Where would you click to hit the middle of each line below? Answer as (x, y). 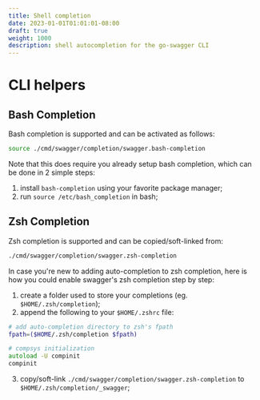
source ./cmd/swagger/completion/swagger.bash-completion (107, 149)
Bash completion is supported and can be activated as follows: (112, 134)
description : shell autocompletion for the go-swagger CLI (109, 46)
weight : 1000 (30, 38)
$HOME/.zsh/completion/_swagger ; (75, 388)
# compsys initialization (51, 349)
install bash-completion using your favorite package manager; (121, 188)
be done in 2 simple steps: (52, 172)
